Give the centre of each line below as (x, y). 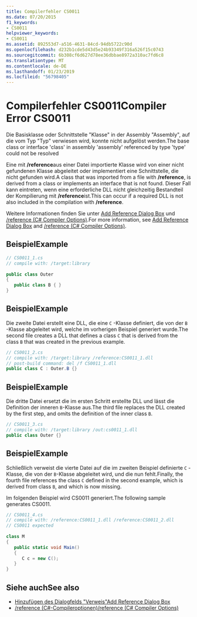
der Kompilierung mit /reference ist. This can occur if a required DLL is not (95, 196)
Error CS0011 (38, 118)
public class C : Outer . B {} (42, 369)
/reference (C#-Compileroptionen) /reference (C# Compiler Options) (96, 608)
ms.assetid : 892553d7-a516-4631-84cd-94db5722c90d (69, 45)
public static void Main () (47, 547)
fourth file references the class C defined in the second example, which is (95, 480)
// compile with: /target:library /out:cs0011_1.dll (72, 430)
